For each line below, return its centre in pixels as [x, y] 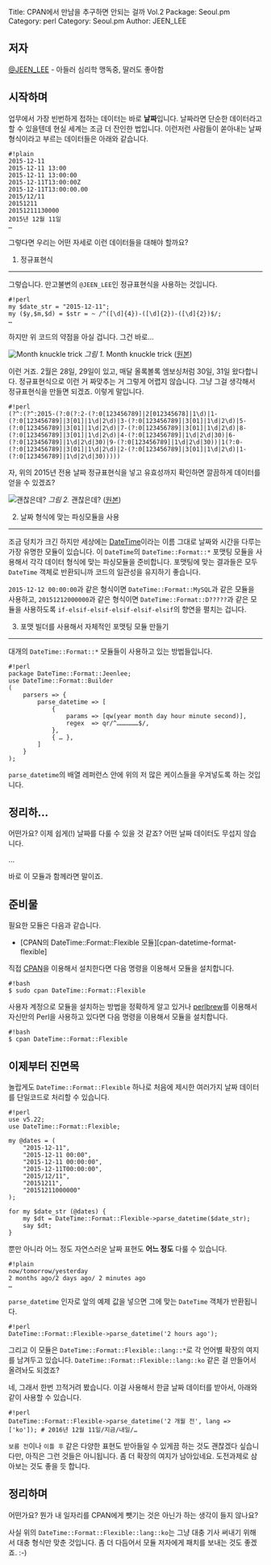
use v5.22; [27, 1120]
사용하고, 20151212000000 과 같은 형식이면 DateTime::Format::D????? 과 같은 [129, 599]
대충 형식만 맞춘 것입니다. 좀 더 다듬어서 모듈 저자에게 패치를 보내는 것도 [129, 1542]
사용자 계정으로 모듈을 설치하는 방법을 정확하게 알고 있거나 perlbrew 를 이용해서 [133, 1007]
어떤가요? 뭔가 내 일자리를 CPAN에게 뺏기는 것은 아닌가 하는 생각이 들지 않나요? [133, 1515]
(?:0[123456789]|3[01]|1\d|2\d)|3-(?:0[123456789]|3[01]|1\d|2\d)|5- [128, 421]
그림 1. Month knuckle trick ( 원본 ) [138, 353]
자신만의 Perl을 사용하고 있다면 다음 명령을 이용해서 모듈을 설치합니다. [118, 1017]
